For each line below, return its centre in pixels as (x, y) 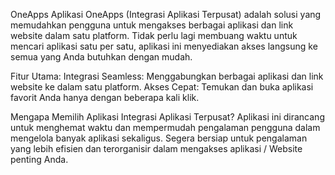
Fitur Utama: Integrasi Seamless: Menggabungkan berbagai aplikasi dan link (167, 76)
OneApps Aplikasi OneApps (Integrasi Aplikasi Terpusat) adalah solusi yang (166, 14)
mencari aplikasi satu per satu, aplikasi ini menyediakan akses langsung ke (164, 46)
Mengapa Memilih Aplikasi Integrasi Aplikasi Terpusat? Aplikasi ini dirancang (167, 117)
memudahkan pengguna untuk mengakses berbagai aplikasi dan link (152, 25)
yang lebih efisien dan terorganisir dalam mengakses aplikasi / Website (156, 148)
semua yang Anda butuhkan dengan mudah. (101, 57)
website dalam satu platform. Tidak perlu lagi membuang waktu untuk (154, 35)
